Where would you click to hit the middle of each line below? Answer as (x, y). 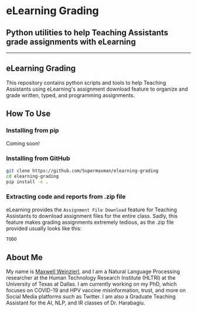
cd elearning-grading (33, 176)
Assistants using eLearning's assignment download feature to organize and (97, 89)
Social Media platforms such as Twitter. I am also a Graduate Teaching (91, 297)
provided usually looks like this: (44, 228)
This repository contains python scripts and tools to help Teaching (86, 82)
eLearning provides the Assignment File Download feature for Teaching (91, 210)
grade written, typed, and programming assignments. (70, 95)
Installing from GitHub (38, 158)
